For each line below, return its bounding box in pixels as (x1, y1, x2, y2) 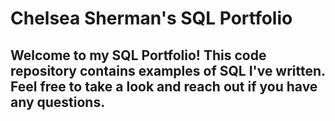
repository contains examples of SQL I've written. (10, 62, 326, 79)
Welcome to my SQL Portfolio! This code (10, 47, 267, 64)
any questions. (10, 93, 106, 111)
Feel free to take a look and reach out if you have (10, 78, 318, 95)
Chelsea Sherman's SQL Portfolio (10, 7, 293, 30)
